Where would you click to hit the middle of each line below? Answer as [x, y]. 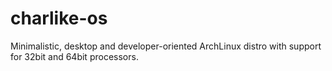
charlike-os [59, 18]
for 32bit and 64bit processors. [74, 56]
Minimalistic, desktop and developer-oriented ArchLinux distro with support [166, 46]
